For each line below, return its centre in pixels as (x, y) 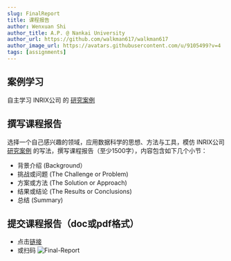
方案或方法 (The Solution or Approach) (72, 182)
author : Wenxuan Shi (37, 26)
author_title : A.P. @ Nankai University (66, 33)
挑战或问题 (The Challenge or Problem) (73, 174)
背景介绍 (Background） (52, 165)
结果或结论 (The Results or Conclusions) (75, 191)
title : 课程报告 (28, 20)
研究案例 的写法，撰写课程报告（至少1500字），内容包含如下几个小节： (107, 150)
